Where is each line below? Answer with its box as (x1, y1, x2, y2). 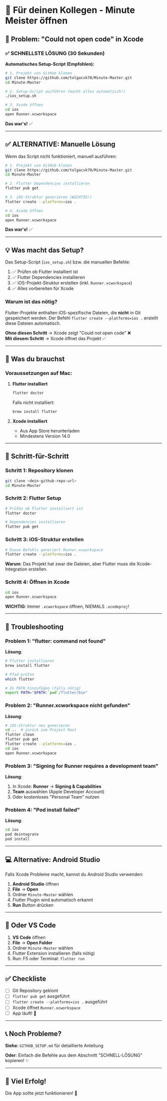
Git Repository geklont (12, 988, 59, 994)
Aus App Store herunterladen (19, 428, 80, 434)
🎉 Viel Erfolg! (5, 1077, 46, 1086)
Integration (5, 566, 27, 572)
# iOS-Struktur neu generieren (5, 723, 70, 728)
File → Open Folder (12, 939, 53, 945)
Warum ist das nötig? (5, 298, 58, 305)
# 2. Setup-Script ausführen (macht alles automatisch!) (5, 89, 126, 94)
